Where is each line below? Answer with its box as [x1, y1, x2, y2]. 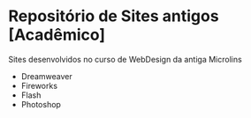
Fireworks [20, 80, 58, 91]
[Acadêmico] [8, 25, 106, 45]
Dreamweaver [20, 70, 72, 81]
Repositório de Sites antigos [8, 6, 219, 26]
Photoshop [20, 99, 61, 109]
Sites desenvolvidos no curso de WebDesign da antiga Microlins [8, 54, 242, 64]
